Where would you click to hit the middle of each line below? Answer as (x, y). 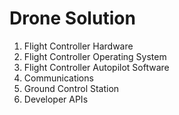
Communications (58, 78)
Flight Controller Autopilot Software (96, 67)
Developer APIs (56, 99)
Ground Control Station (71, 88)
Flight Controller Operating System (95, 56)
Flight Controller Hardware (78, 46)
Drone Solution (72, 18)
